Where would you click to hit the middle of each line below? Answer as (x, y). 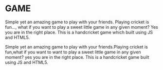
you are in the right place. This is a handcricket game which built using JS (79, 32)
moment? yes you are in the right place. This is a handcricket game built (77, 57)
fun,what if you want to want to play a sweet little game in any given (73, 52)
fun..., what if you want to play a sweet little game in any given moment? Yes (81, 27)
